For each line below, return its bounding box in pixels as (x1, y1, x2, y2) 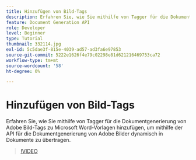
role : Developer (6, 25, 45, 31)
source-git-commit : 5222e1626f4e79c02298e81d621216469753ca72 (6, 52, 160, 58)
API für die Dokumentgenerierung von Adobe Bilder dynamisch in (6, 130, 163, 137)
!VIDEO (20, 148, 38, 155)
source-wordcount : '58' (6, 62, 64, 69)
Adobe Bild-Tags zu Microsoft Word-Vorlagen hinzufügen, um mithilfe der (6, 124, 183, 131)
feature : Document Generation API (6, 19, 90, 25)
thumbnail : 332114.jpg (6, 41, 61, 47)
